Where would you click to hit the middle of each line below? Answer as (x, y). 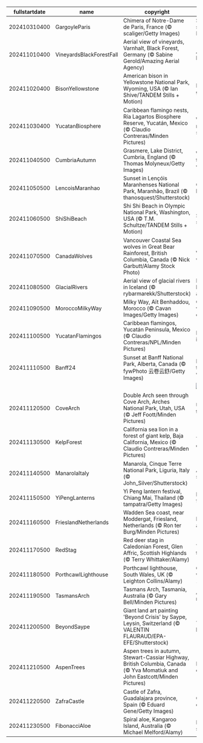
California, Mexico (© (150, 442)
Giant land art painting (150, 610)
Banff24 (66, 367)
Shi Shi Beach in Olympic (154, 206)
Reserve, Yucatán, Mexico (156, 123)
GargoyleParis (73, 27)
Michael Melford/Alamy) (153, 732)
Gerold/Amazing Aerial (151, 61)
